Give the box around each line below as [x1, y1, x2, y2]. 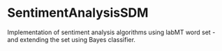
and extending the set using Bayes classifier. [7, 35, 136, 43]
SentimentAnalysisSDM [7, 5, 149, 21]
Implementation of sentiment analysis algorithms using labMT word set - [7, 28, 216, 36]
